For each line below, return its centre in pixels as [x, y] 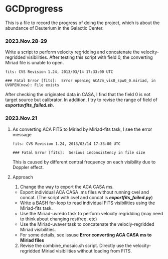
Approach [23, 177]
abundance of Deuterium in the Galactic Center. [54, 28]
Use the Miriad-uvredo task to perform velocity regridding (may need [92, 213]
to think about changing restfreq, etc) [58, 219]
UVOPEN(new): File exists [32, 85]
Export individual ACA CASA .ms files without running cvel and [85, 192]
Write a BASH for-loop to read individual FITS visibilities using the [88, 203]
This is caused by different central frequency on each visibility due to [84, 162]
